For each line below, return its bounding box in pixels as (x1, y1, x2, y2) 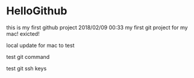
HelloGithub (6, 4, 67, 18)
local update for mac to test (6, 42, 75, 49)
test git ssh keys (6, 64, 47, 72)
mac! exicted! (6, 30, 40, 37)
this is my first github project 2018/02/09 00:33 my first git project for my (6, 24, 188, 31)
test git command (6, 53, 50, 60)
